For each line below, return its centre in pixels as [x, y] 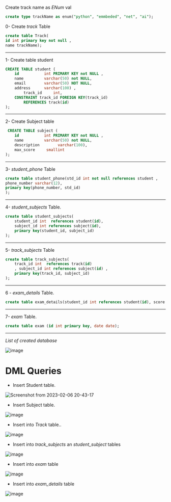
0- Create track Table [28, 26]
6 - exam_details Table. [30, 293]
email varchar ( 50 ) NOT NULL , [53, 84]
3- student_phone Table [31, 169]
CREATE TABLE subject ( [33, 131]
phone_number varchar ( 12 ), [34, 183]
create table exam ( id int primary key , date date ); [62, 326]
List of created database [31, 340]
